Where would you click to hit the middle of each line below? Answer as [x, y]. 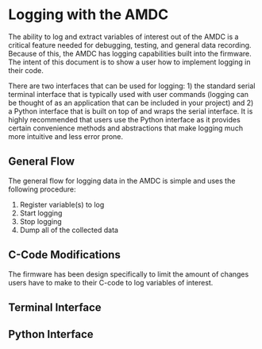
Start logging [41, 213]
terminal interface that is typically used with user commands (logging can [128, 94]
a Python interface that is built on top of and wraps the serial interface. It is [131, 111]
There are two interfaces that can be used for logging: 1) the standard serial [132, 86]
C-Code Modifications [64, 255]
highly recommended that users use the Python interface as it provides [124, 119]
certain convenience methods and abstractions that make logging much [126, 128]
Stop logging [40, 221]
